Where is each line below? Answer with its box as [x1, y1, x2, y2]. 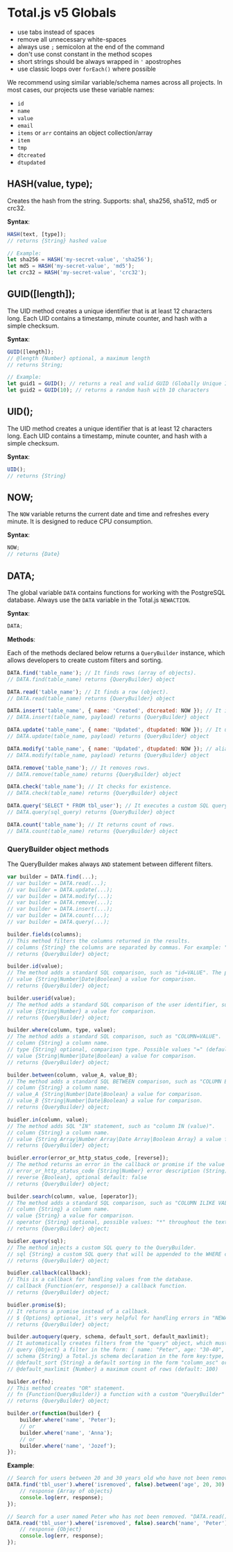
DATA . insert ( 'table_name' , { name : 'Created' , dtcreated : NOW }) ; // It [7, 707, 222, 714]
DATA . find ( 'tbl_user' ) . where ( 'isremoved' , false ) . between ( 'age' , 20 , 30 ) [7, 1481, 225, 1488]
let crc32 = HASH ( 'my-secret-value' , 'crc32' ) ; [7, 269, 148, 276]
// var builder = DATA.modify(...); [7, 893, 113, 900]
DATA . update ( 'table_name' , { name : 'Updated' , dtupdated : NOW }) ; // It [7, 727, 222, 734]
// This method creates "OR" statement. [7, 1385, 126, 1392]
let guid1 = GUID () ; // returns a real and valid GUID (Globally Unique [7, 380, 222, 387]
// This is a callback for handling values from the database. [7, 1276, 194, 1283]
